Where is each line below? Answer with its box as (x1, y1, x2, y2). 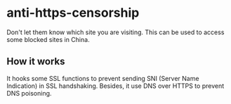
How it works (6, 56, 65, 68)
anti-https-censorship (6, 5, 140, 21)
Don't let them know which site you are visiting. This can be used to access (6, 28, 225, 36)
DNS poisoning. (6, 89, 52, 97)
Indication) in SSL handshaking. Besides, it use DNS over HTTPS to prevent (6, 82, 225, 90)
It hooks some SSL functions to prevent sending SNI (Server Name (6, 74, 199, 82)
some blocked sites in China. (6, 35, 90, 43)
